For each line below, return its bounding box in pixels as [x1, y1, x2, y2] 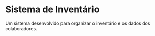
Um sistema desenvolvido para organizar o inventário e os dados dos [5, 20, 150, 26]
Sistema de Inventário [5, 4, 100, 15]
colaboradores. [5, 25, 37, 31]
